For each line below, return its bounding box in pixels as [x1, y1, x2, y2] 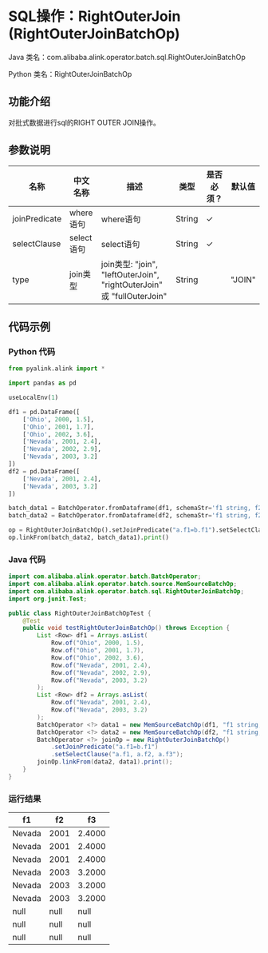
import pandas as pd [8, 379, 77, 388]
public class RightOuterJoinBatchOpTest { [8, 609, 152, 617]
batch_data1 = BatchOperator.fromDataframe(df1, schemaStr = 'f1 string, [8, 504, 251, 512]
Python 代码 [8, 345, 56, 357]
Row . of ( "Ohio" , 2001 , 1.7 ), [50, 647, 145, 655]
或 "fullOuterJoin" [100, 290, 167, 301]
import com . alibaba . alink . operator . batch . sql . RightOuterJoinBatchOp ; [8, 587, 245, 596]
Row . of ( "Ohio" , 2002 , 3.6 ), [50, 653, 145, 662]
